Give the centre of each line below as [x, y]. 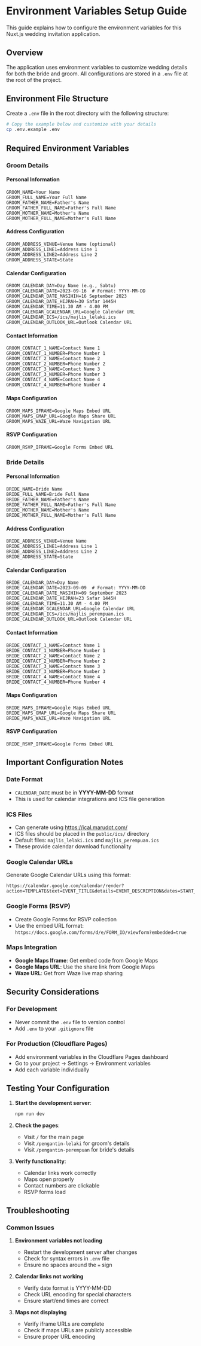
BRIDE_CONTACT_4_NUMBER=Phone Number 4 [56, 682]
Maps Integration [32, 948]
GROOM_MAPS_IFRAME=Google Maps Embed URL [59, 411]
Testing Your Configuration [58, 1088]
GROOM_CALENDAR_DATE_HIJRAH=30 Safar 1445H [61, 302]
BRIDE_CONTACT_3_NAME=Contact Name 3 [53, 666]
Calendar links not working [49, 1277]
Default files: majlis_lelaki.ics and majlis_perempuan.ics [87, 840]
